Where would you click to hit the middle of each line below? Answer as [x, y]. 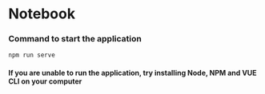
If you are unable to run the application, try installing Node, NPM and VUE [133, 73]
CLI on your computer [45, 81]
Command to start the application [75, 39]
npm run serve [32, 55]
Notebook [42, 14]
